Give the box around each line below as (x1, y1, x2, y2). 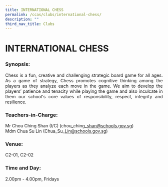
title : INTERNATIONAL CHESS (5, 7, 64, 13)
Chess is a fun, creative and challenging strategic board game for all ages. (5, 72, 163, 78)
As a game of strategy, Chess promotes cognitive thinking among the (5, 77, 163, 83)
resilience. (5, 99, 26, 105)
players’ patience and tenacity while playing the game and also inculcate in (5, 88, 163, 94)
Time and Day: (5, 164, 41, 171)
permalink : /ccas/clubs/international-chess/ (5, 12, 101, 17)
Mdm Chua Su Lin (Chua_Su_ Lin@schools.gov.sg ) (5, 128, 108, 134)
